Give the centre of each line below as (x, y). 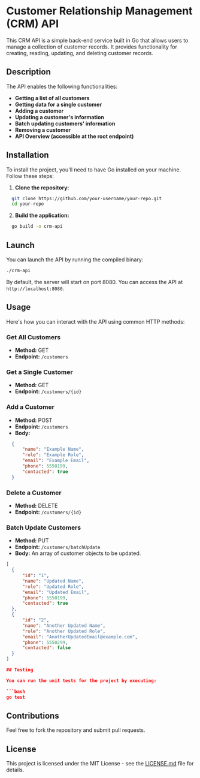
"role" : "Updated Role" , (53, 586)
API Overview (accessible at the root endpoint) (74, 136)
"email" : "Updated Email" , (56, 592)
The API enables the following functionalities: (62, 86)
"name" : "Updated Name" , (53, 581)
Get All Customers (34, 337)
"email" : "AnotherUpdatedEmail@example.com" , (80, 637)
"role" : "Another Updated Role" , (64, 631)
